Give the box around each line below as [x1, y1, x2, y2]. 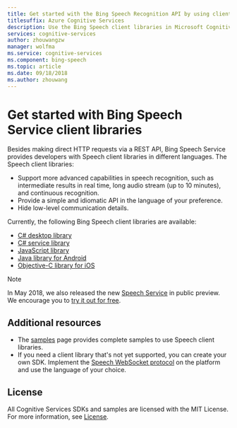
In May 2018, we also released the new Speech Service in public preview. [7, 289, 221, 297]
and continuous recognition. [17, 189, 100, 197]
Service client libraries [7, 122, 142, 138]
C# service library [17, 238, 71, 248]
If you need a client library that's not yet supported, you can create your [17, 351, 227, 359]
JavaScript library [17, 246, 69, 255]
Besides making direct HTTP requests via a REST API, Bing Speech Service [7, 145, 226, 154]
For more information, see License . [7, 412, 109, 421]
